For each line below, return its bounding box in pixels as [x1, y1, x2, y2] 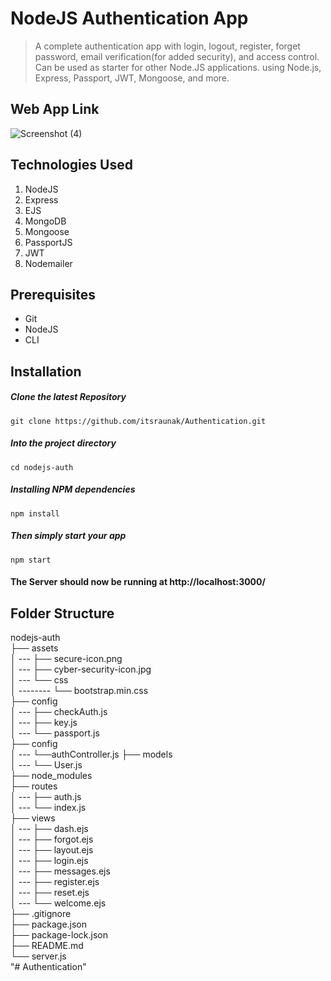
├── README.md [10, 940, 84, 952]
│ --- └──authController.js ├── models [10, 748, 173, 761]
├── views [10, 812, 56, 824]
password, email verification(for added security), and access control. [34, 50, 320, 62]
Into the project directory [10, 437, 117, 449]
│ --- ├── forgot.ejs [10, 833, 94, 846]
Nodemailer [24, 257, 73, 269]
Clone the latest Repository [10, 391, 127, 403]
